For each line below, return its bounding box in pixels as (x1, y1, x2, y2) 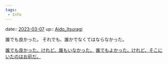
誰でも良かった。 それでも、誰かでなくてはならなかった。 (5, 36, 127, 42)
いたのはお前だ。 (5, 53, 41, 59)
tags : (5, 7, 17, 13)
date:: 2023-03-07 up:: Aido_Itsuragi (5, 26, 83, 32)
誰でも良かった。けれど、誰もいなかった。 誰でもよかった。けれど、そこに (5, 47, 163, 53)
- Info (7, 12, 22, 17)
